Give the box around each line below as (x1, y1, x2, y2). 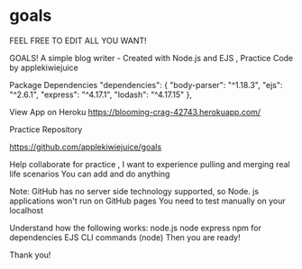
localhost (9, 204, 43, 216)
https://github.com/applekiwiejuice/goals (9, 141, 162, 152)
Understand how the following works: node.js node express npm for (9, 222, 261, 233)
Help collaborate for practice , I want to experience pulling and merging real (9, 158, 290, 169)
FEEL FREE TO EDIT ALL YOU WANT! (9, 35, 147, 46)
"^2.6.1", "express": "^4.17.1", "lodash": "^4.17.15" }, (9, 89, 192, 100)
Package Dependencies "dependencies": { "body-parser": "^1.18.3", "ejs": (9, 79, 283, 90)
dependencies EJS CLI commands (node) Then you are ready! (9, 231, 241, 243)
